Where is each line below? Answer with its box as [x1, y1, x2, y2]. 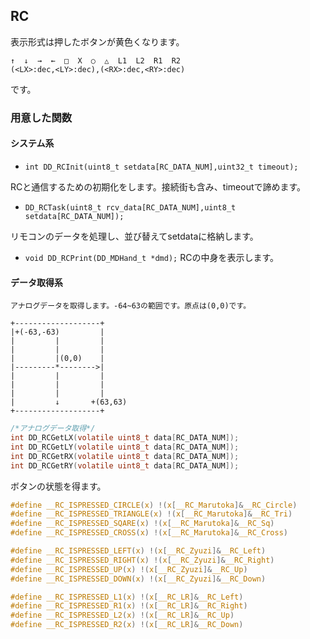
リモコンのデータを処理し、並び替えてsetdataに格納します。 [10, 230, 259, 242]
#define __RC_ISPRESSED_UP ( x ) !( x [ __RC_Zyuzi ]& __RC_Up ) [10, 564, 248, 574]
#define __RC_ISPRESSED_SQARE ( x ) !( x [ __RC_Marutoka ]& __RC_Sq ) [10, 519, 275, 529]
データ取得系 [10, 276, 63, 288]
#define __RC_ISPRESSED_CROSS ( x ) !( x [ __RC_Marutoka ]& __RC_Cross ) [10, 528, 288, 538]
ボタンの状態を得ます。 [10, 480, 107, 492]
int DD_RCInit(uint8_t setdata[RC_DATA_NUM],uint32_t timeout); [24, 162, 299, 172]
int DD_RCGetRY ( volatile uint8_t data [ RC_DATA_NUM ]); [10, 460, 240, 471]
